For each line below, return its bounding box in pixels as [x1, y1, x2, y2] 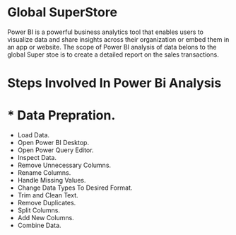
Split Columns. [17, 206, 60, 214]
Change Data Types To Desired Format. [17, 183, 133, 192]
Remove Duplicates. [17, 199, 76, 207]
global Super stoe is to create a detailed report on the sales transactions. [7, 50, 219, 59]
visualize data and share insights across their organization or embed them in [7, 35, 230, 43]
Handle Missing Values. [17, 176, 86, 185]
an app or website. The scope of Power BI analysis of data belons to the [7, 42, 217, 51]
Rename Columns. [17, 168, 71, 177]
